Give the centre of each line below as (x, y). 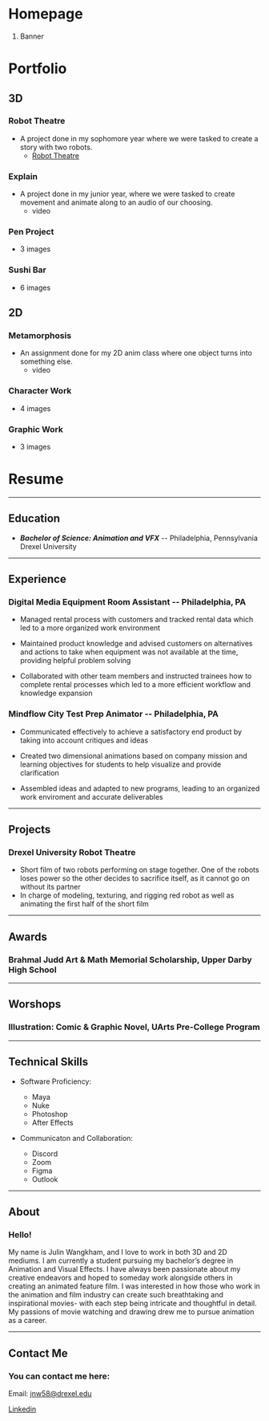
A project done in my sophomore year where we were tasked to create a (139, 138)
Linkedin (22, 1409)
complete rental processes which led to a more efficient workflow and (135, 685)
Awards (28, 936)
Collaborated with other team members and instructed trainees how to (136, 676)
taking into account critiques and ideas (84, 740)
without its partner (50, 887)
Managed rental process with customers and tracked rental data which (137, 620)
